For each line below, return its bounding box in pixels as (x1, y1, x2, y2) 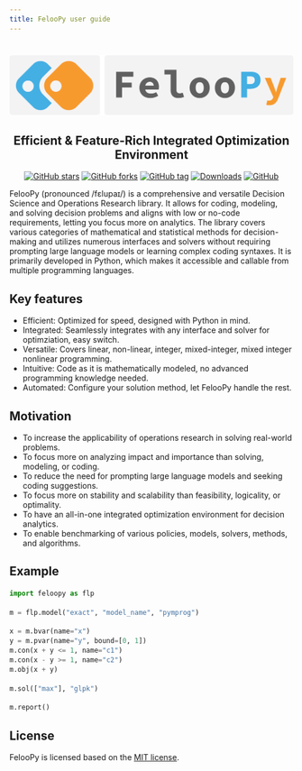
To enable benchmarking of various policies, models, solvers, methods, (22, 528, 288, 539)
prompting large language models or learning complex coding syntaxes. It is (9, 246, 292, 257)
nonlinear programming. (22, 353, 113, 364)
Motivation (9, 408, 72, 424)
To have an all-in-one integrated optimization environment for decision (22, 509, 285, 520)
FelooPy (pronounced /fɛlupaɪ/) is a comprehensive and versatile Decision (9, 188, 286, 199)
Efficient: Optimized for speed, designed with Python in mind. (22, 316, 251, 326)
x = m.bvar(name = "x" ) (9, 627, 91, 636)
